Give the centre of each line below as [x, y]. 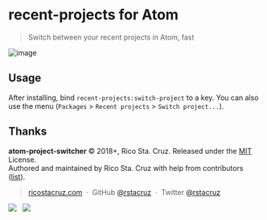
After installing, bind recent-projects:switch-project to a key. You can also [133, 98]
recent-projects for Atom [94, 15]
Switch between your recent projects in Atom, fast [111, 37]
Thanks [28, 132]
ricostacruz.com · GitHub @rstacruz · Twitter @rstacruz [124, 192]
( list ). [17, 176]
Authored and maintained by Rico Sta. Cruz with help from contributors [126, 168]
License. [23, 160]
